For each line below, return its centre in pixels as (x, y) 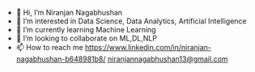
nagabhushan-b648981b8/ (61, 59)
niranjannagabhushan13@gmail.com (168, 59)
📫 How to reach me (49, 47)
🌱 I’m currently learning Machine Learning (86, 30)
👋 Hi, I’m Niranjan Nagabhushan (69, 13)
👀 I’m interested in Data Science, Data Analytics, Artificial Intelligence (131, 21)
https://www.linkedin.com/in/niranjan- (148, 47)
